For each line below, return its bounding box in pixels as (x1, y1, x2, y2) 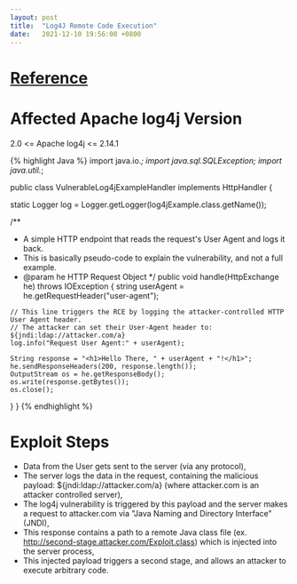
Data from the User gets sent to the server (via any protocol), (22, 461, 246, 472)
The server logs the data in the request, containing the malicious (22, 470, 259, 481)
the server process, (22, 546, 95, 556)
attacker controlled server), (22, 490, 123, 500)
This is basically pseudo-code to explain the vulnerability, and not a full (22, 252, 283, 263)
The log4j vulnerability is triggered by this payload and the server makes (22, 499, 288, 509)
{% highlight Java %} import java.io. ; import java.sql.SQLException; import (10, 155, 283, 165)
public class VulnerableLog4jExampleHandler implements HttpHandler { (10, 181, 273, 192)
